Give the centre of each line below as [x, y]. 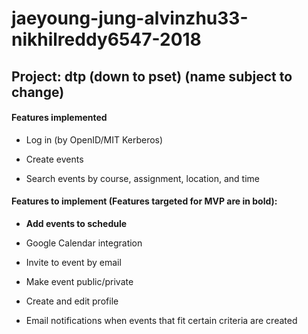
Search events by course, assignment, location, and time [143, 178]
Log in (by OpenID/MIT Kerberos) [94, 139]
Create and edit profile [72, 301]
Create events [54, 159]
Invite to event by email [73, 262]
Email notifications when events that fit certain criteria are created [161, 320]
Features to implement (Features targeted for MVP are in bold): [144, 201]
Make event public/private [79, 281]
